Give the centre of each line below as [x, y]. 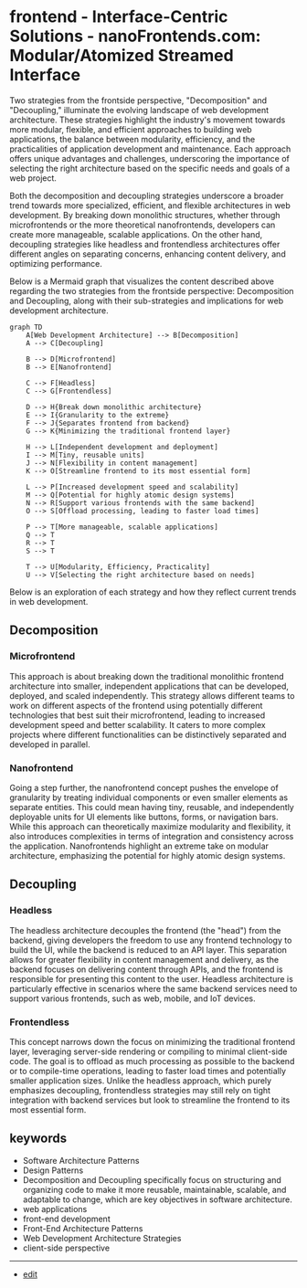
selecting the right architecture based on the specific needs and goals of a [150, 168]
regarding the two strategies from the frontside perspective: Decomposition [152, 290]
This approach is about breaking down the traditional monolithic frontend [147, 676]
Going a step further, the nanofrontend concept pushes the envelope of [144, 787]
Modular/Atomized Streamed [122, 56]
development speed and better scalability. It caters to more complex [138, 724]
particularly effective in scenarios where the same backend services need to [153, 988]
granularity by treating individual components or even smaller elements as [149, 797]
